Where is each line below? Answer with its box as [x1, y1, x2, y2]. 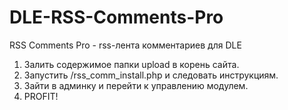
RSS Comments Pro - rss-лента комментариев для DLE [9, 39, 242, 51]
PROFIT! [23, 90, 59, 102]
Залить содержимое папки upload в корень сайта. [23, 58, 240, 70]
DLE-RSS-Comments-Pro [9, 6, 224, 29]
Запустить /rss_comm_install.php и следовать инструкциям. [23, 69, 279, 81]
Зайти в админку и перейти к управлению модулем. [23, 79, 249, 91]
